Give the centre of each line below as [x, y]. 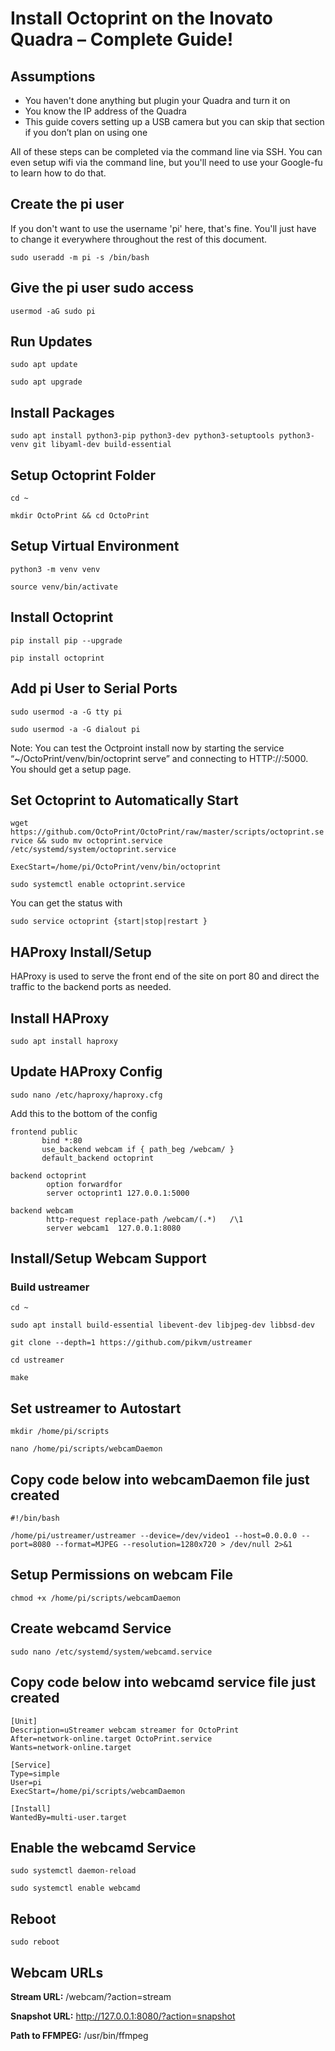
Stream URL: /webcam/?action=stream [91, 1996]
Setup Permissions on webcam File [121, 1575]
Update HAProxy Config [86, 1072]
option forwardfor [84, 1184]
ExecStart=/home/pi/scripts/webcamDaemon [98, 1791]
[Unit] [24, 1721]
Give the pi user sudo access [102, 288]
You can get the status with [66, 903]
